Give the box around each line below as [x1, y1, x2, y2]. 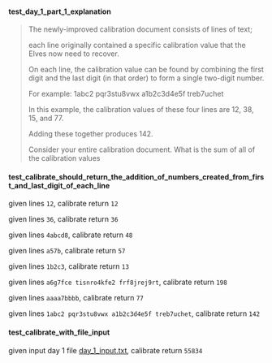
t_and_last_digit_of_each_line [8, 180, 110, 190]
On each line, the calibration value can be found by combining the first [28, 65, 264, 75]
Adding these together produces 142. [28, 129, 153, 139]
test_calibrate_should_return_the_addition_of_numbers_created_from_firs [8, 171, 265, 182]
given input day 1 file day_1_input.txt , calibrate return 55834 [8, 345, 203, 355]
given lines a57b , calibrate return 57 [8, 246, 126, 256]
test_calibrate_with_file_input [8, 327, 110, 337]
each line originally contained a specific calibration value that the [28, 41, 246, 50]
